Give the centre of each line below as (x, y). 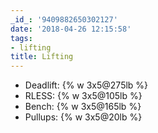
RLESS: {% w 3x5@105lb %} (83, 96)
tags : (21, 38)
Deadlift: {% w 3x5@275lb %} (86, 85)
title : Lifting (42, 57)
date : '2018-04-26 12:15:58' (71, 29)
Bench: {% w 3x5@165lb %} (83, 107)
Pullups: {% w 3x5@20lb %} (83, 117)
